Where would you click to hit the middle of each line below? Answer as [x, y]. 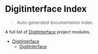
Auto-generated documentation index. [55, 22]
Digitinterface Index [46, 9]
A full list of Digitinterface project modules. [48, 32]
